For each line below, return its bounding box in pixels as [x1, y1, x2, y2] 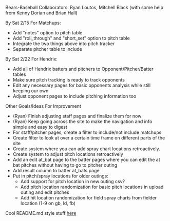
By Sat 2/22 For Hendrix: [5, 56, 58, 62]
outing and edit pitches [20, 189, 69, 195]
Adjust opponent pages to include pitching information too [12, 93, 137, 99]
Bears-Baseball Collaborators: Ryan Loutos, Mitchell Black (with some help [5, 5, 163, 10]
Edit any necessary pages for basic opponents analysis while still [12, 82, 150, 88]
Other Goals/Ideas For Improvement [5, 103, 81, 109]
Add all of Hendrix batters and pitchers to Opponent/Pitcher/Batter [12, 66, 154, 72]
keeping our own [12, 88, 49, 94]
